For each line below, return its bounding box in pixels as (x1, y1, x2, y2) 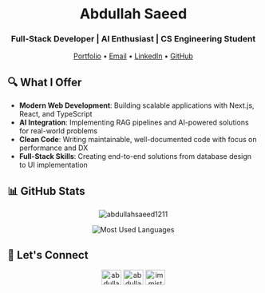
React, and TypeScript (18, 109, 93, 119)
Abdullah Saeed (79, 5, 188, 23)
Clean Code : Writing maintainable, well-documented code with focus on (18, 135, 257, 145)
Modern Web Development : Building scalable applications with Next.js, (18, 101, 255, 110)
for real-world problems (18, 126, 97, 136)
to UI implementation (18, 160, 89, 170)
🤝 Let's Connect (7, 248, 89, 262)
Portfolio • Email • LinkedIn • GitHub (73, 51, 193, 61)
